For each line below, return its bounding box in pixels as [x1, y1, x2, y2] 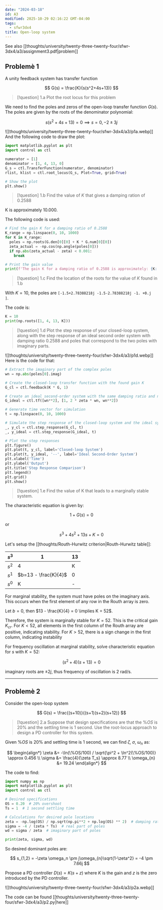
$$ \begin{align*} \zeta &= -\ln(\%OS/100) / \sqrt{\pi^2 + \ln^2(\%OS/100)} [7, 749, 156, 755]
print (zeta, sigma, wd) [5, 837, 53, 842]
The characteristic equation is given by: [5, 503, 84, 508]
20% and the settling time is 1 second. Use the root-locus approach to [16, 724, 157, 730]
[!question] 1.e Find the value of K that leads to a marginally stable [16, 488, 149, 494]
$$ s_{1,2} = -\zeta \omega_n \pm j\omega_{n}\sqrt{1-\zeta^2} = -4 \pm [10, 855, 153, 861]
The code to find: [5, 769, 40, 775]
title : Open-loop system [5, 30, 55, 35]
